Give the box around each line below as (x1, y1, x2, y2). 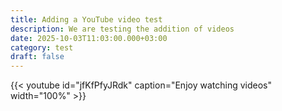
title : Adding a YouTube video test (10, 14, 163, 25)
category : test (10, 42, 74, 53)
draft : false (10, 52, 65, 62)
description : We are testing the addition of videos (10, 24, 235, 34)
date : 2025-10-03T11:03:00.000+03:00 (10, 33, 168, 43)
